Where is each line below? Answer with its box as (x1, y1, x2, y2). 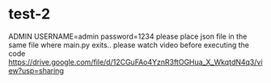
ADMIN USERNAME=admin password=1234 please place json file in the (8, 31, 248, 41)
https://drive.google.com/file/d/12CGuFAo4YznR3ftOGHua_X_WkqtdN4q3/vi (8, 57, 263, 67)
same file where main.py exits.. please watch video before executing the (8, 39, 249, 49)
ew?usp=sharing (8, 65, 65, 75)
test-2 (8, 5, 51, 23)
